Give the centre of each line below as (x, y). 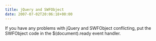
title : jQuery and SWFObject (35, 10)
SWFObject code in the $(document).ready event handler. (63, 33)
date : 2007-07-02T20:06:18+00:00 (39, 14)
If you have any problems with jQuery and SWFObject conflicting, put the (78, 28)
